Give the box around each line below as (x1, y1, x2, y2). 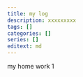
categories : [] (7, 29, 52, 37)
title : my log (7, 10, 49, 17)
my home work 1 (7, 62, 54, 70)
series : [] (7, 36, 39, 43)
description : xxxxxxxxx (7, 17, 77, 24)
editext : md (7, 43, 42, 50)
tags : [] (7, 23, 33, 30)
